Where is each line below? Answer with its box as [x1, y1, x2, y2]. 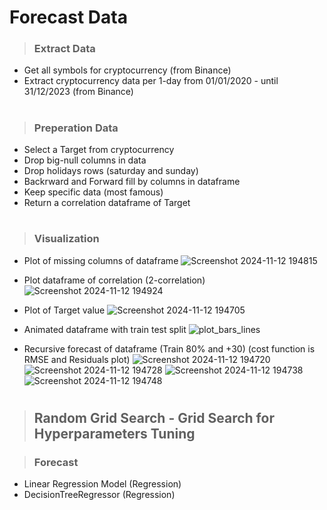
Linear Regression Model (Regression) [23, 478, 182, 490]
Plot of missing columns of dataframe [23, 254, 179, 266]
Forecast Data [9, 6, 128, 29]
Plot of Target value [23, 304, 106, 316]
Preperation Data [33, 121, 119, 135]
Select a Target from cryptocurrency [23, 144, 175, 156]
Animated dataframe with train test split [23, 323, 187, 335]
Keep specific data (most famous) [23, 186, 164, 198]
